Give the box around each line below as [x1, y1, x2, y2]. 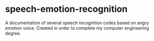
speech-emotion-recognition [5, 3, 128, 15]
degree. [5, 30, 21, 36]
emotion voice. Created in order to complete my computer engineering [5, 25, 150, 31]
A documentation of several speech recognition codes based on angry [5, 20, 150, 26]
